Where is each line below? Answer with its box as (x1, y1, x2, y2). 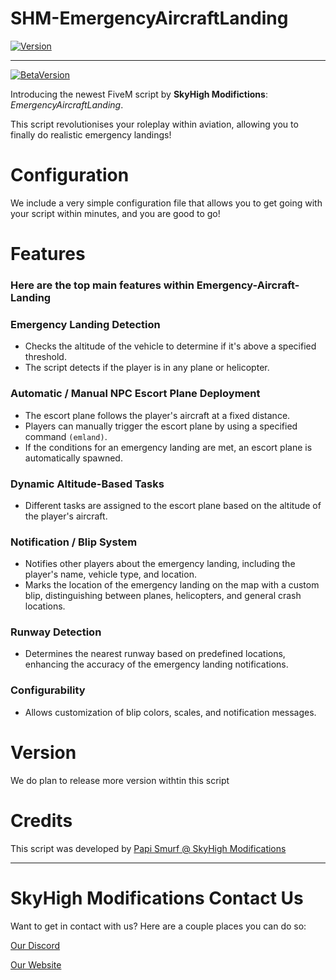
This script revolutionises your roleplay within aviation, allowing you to (10, 118, 299, 130)
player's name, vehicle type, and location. (24, 568, 197, 581)
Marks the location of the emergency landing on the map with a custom (24, 579, 320, 591)
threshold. (24, 351, 67, 363)
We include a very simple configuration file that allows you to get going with (10, 197, 323, 209)
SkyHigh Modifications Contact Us (10, 887, 304, 909)
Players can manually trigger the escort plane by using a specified (24, 420, 298, 432)
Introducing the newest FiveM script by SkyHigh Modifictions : (10, 88, 268, 100)
